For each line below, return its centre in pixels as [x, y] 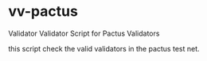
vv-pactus [43, 11]
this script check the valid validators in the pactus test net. [104, 48]
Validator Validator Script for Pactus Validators [84, 33]
